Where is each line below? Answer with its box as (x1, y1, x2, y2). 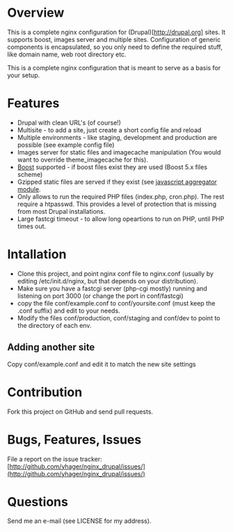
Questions (7, 494, 68, 510)
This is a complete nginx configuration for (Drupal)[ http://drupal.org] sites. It (7, 28, 226, 36)
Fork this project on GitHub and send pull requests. (7, 407, 154, 416)
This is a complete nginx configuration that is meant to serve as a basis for (7, 63, 221, 72)
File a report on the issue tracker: (7, 455, 102, 463)
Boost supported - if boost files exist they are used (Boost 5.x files (17, 162, 207, 171)
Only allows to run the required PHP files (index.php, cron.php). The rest (17, 192, 225, 201)
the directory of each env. (17, 321, 92, 329)
